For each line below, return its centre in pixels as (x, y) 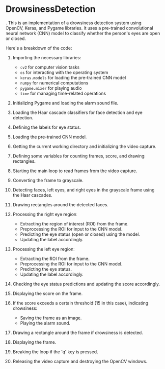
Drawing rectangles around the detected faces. (60, 204)
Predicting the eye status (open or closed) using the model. (80, 234)
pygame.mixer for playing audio (51, 88)
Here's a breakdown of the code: (39, 48)
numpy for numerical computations (54, 83)
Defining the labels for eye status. (47, 127)
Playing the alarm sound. (45, 323)
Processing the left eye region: (44, 249)
